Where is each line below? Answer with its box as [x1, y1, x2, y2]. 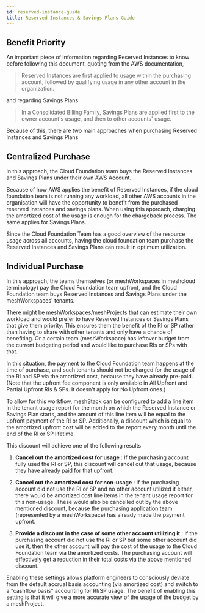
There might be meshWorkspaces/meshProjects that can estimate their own [6, 309, 197, 316]
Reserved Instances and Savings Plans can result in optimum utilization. [6, 243, 187, 251]
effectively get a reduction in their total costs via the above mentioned [15, 555, 191, 563]
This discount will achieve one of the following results [6, 442, 142, 449]
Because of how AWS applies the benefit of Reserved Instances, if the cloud [6, 186, 198, 194]
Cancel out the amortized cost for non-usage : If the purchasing [15, 478, 179, 486]
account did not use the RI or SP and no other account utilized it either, [15, 485, 193, 492]
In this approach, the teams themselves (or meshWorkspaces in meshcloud [6, 277, 196, 285]
